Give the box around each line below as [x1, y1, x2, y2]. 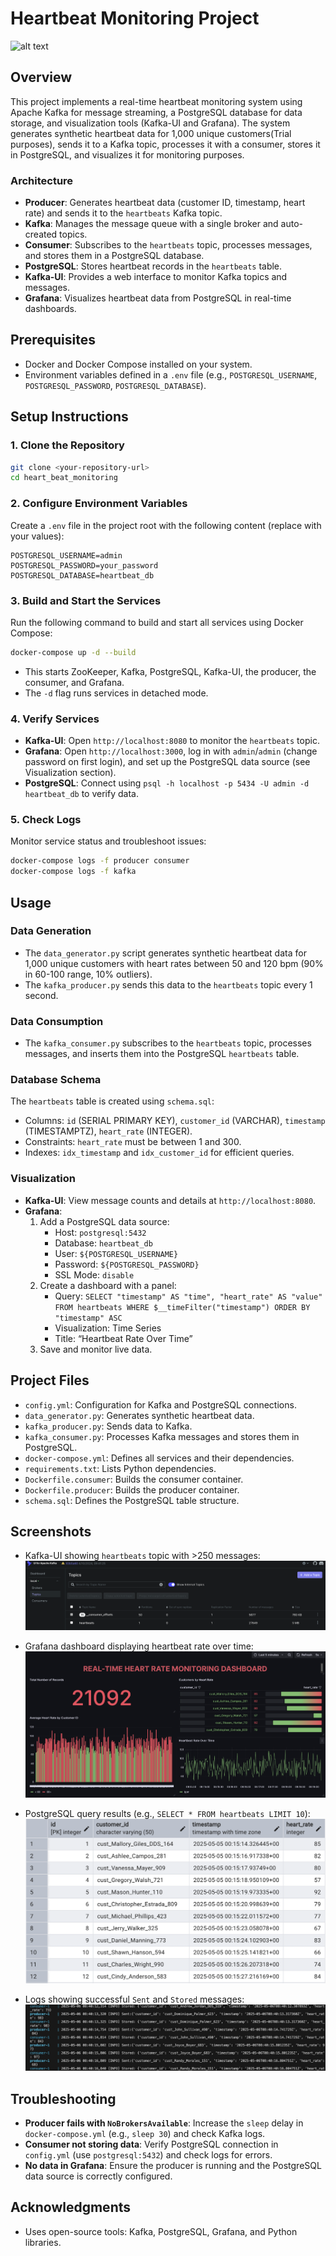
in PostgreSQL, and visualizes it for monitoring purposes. [10, 148, 245, 161]
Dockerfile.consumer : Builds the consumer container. [24, 1473, 244, 1485]
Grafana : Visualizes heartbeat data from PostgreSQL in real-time [24, 292, 292, 304]
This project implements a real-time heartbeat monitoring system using [10, 95, 303, 107]
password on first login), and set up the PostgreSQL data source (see [24, 756, 311, 768]
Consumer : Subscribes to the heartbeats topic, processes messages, [24, 239, 313, 251]
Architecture [10, 173, 74, 187]
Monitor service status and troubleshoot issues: [10, 835, 207, 847]
